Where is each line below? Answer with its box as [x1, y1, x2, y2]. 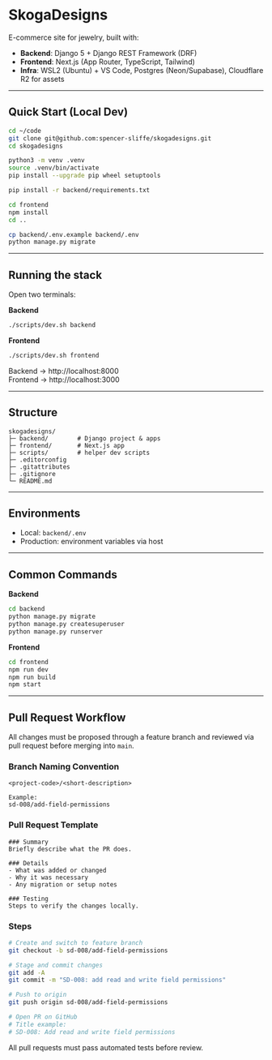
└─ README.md [8, 477, 53, 485]
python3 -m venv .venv [8, 157, 85, 165]
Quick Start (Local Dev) [8, 105, 128, 119]
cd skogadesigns [8, 142, 63, 150]
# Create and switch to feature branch [8, 938, 143, 946]
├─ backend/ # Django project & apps [8, 434, 161, 443]
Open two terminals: [8, 290, 76, 299]
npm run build [8, 673, 57, 681]
